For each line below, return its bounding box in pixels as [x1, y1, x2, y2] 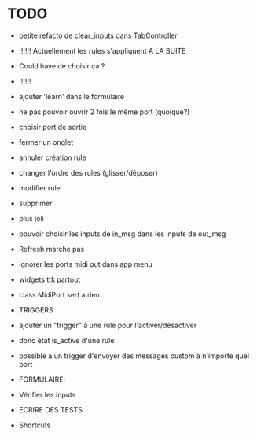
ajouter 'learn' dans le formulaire [18, 91, 125, 101]
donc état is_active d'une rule [18, 335, 115, 345]
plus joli [18, 213, 44, 223]
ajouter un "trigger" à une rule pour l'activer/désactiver [18, 320, 197, 330]
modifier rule [18, 183, 61, 193]
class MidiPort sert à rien [18, 290, 100, 299]
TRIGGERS [18, 305, 53, 315]
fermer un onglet [18, 137, 74, 146]
